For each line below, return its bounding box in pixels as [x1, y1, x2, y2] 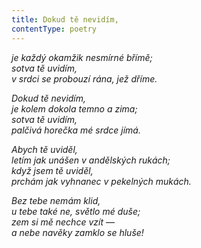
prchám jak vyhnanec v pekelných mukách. [11, 175, 192, 187]
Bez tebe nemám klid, [11, 194, 101, 206]
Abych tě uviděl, [11, 143, 78, 155]
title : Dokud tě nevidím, [11, 14, 119, 25]
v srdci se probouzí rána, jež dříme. [11, 72, 158, 85]
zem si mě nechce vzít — [11, 216, 115, 228]
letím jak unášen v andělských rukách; [11, 154, 171, 166]
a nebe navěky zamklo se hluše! [11, 226, 144, 238]
